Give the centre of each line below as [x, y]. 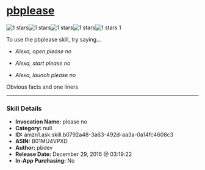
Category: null [34, 128]
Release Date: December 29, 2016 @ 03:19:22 [74, 154]
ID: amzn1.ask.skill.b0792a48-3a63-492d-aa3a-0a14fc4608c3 [94, 135]
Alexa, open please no [43, 51]
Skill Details [24, 108]
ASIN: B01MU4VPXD [41, 141]
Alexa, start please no [43, 63]
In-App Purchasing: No [45, 161]
